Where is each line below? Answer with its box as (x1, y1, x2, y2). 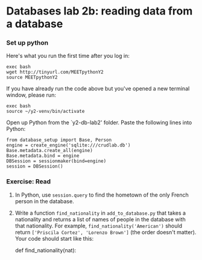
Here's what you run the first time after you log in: (6, 52, 130, 60)
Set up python (6, 39, 49, 47)
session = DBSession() (6, 163, 63, 170)
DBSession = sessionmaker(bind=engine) (6, 158, 107, 164)
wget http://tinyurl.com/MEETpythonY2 (6, 69, 104, 75)
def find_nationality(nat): (14, 246, 77, 254)
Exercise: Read (6, 177, 51, 186)
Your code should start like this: (14, 235, 94, 242)
